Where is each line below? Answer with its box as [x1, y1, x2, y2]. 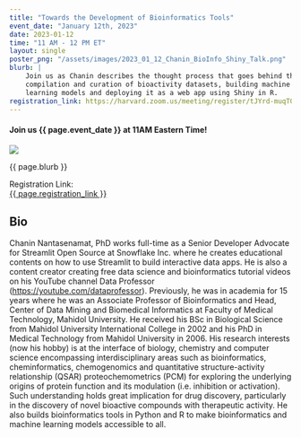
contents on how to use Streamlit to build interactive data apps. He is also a [9, 257, 288, 267]
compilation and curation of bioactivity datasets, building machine [25, 80, 291, 89]
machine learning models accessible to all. [9, 419, 167, 430]
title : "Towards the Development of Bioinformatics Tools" [9, 13, 235, 22]
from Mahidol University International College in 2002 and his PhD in [9, 324, 262, 335]
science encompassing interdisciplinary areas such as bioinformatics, [9, 352, 267, 364]
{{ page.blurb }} [9, 161, 68, 171]
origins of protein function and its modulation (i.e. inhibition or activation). [9, 381, 280, 391]
